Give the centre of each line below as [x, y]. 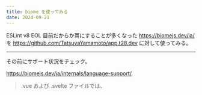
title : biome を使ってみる [37, 12]
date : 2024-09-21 [28, 17]
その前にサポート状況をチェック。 [48, 61]
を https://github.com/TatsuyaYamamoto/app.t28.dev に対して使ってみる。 [99, 43]
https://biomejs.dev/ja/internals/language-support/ [69, 73]
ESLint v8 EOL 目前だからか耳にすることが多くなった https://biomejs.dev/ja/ [101, 35]
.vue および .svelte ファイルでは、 [63, 85]
